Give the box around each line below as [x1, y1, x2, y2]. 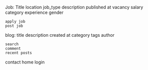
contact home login [5, 59, 45, 65]
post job [5, 23, 23, 28]
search [5, 42, 19, 47]
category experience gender [5, 9, 64, 15]
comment [5, 46, 21, 51]
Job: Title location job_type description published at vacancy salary [5, 4, 144, 10]
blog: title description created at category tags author [5, 32, 115, 38]
